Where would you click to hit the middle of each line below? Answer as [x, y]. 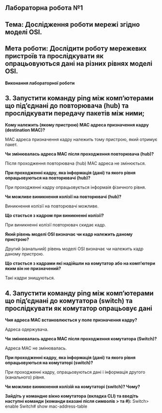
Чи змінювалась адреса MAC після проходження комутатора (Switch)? [81, 339]
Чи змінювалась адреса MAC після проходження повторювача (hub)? [79, 154]
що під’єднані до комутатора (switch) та [69, 301]
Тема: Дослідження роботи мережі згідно [73, 24]
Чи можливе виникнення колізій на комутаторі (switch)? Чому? [73, 387]
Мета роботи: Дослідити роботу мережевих [76, 49]
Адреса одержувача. [27, 330]
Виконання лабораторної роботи [40, 83]
